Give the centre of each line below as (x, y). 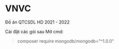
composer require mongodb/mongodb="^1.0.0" (66, 41)
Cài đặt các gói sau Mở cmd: (34, 31)
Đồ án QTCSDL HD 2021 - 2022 (37, 22)
